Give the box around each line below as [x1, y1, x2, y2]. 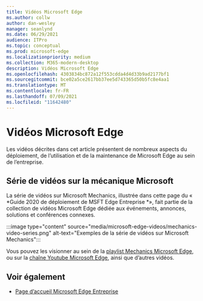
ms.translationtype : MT [6, 83, 67, 89]
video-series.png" [6, 229, 52, 237]
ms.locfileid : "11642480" [6, 99, 72, 105]
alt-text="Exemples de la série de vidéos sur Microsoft [52, 229, 189, 237]
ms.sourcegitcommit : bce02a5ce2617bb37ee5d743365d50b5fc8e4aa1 [6, 76, 170, 83]
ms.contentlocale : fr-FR [6, 88, 69, 94]
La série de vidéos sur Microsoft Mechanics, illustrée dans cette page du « [6, 192, 193, 199]
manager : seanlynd [6, 25, 53, 32]
